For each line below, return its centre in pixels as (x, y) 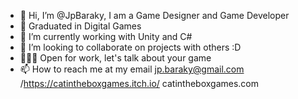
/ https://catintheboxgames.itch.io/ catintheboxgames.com (139, 83)
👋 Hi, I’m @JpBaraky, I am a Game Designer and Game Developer (154, 15)
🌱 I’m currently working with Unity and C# (106, 36)
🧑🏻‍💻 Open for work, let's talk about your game (115, 58)
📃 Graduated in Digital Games (80, 26)
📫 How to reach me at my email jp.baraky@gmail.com (132, 69)
